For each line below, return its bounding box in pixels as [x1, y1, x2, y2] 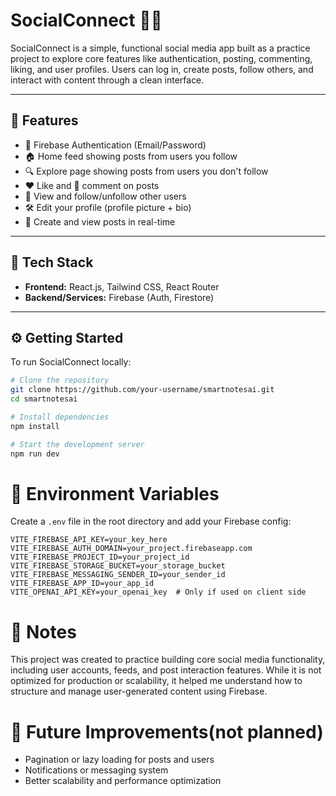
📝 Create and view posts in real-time [24, 215, 176, 228]
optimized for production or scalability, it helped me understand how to [10, 675, 303, 687]
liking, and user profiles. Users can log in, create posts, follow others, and [10, 63, 314, 75]
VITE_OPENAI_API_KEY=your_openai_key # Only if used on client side [10, 587, 307, 598]
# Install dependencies [10, 412, 110, 422]
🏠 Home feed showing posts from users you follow [24, 150, 238, 162]
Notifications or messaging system [24, 764, 169, 776]
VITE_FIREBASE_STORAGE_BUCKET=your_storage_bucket [10, 561, 226, 571]
